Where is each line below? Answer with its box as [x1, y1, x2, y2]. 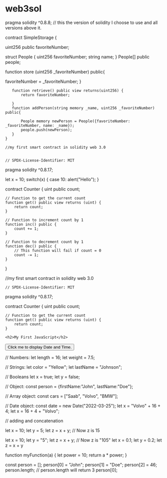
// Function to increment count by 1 [5, 218, 84, 223]
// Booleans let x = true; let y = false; [5, 374, 80, 380]
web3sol [5, 3, 42, 14]
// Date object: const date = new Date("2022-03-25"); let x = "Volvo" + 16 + [5, 403, 161, 409]
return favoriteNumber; [20, 92, 70, 97]
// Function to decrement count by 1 [5, 239, 84, 244]
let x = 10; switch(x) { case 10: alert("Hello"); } [5, 176, 99, 182]
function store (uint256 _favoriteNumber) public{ [5, 68, 105, 75]
